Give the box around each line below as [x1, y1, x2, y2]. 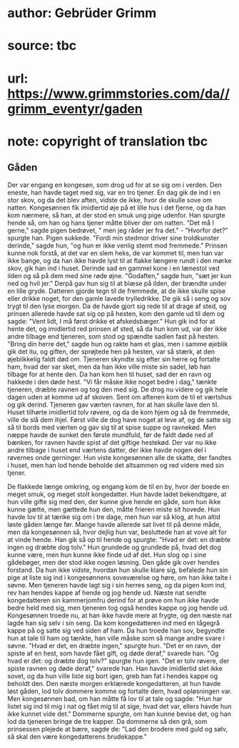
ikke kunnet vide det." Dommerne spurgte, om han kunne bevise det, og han [7, 709, 232, 718]
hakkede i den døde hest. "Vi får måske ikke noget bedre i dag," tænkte [7, 377, 218, 386]
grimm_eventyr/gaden [7, 101, 143, 117]
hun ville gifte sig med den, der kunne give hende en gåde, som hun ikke [7, 497, 221, 506]
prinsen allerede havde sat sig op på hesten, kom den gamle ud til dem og [7, 309, 225, 318]
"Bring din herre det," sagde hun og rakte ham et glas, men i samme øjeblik [7, 339, 228, 348]
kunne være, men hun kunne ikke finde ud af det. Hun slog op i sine [7, 550, 207, 559]
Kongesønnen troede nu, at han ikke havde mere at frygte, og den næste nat [7, 611, 232, 620]
